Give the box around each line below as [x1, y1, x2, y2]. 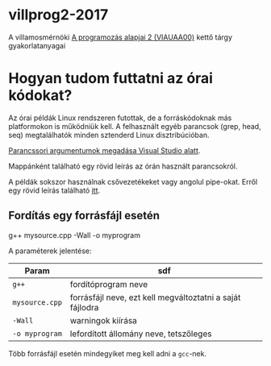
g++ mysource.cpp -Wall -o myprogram [8, 230, 141, 239]
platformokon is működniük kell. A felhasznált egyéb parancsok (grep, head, [8, 121, 261, 131]
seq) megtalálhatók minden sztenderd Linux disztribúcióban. [8, 130, 210, 139]
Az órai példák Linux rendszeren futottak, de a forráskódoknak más [8, 113, 232, 123]
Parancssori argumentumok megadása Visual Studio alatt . [8, 145, 201, 155]
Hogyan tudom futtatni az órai [8, 69, 214, 88]
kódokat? [8, 86, 73, 105]
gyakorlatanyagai [8, 40, 66, 50]
